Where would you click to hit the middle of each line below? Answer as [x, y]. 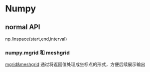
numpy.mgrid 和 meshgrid [37, 53]
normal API [23, 27]
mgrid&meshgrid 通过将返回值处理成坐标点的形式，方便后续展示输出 [75, 65]
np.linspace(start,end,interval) [36, 39]
